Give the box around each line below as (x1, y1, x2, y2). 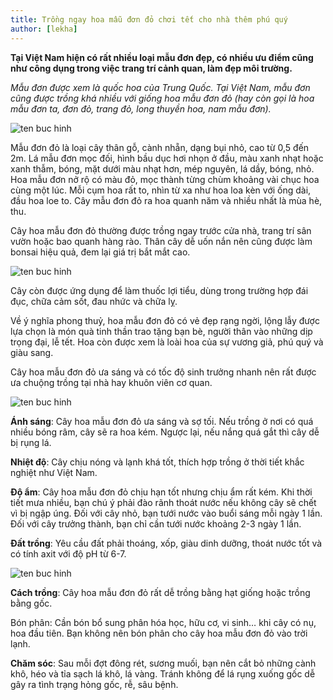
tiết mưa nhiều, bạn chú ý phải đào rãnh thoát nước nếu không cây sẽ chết (10, 496, 317, 508)
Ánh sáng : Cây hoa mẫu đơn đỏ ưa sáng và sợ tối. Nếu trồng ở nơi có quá (10, 415, 314, 427)
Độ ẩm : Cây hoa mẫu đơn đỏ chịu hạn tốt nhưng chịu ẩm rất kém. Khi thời (10, 486, 313, 498)
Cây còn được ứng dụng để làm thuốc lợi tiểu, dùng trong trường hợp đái (10, 284, 309, 296)
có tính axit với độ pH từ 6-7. (10, 547, 127, 560)
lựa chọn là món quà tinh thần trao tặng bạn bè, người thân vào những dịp (10, 325, 313, 337)
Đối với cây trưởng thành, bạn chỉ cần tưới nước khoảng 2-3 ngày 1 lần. (10, 517, 302, 530)
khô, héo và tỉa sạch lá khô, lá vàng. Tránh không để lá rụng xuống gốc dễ (10, 667, 316, 680)
